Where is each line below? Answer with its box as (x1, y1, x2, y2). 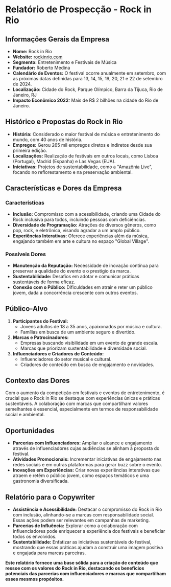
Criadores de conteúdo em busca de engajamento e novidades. (20, 362, 155, 368)
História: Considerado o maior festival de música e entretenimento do (12, 131, 160, 137)
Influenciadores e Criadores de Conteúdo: (12, 350, 104, 356)
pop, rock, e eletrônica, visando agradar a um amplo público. (12, 227, 141, 233)
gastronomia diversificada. (12, 478, 69, 484)
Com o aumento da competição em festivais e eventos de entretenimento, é (5, 390, 165, 396)
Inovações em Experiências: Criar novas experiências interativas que (12, 467, 160, 473)
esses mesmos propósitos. (5, 576, 64, 582)
